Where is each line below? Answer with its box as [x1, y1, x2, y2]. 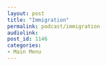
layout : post [7, 10, 45, 17]
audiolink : [7, 29, 39, 36]
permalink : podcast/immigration [7, 23, 100, 30]
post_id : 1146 [7, 36, 48, 43]
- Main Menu [7, 49, 41, 56]
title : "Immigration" [7, 16, 70, 23]
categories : [7, 42, 41, 49]
